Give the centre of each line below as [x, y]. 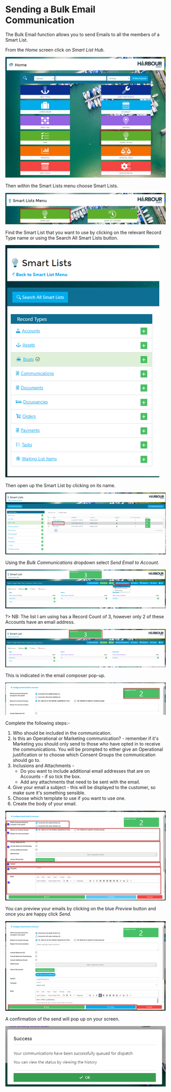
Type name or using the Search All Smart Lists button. [62, 238]
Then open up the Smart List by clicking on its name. [61, 485]
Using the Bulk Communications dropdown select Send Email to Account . [82, 563]
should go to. [26, 760]
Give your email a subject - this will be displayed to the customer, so [84, 788]
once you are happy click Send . [38, 914]
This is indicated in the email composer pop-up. [55, 675]
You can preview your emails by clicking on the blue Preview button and [81, 909]
